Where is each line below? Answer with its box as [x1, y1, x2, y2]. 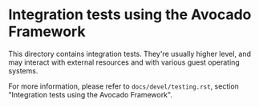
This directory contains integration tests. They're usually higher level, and [8, 49, 251, 58]
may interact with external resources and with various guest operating [8, 57, 241, 67]
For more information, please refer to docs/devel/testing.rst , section [8, 81, 239, 91]
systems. [8, 65, 38, 75]
